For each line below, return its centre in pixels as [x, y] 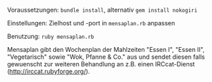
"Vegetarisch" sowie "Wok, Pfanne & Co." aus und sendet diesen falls [106, 57]
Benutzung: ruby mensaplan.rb [51, 36]
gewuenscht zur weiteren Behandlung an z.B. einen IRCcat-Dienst [101, 64]
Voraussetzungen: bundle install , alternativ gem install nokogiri [103, 10]
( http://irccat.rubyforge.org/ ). [49, 71]
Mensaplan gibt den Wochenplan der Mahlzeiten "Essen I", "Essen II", [106, 50]
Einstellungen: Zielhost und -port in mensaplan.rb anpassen [91, 23]
